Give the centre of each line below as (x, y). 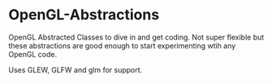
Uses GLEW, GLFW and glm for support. (76, 69)
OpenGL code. (33, 54)
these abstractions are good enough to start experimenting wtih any (122, 45)
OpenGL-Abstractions (84, 15)
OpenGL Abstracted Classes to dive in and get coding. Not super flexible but (136, 37)
